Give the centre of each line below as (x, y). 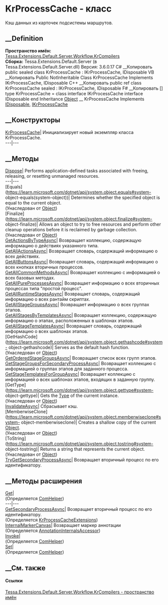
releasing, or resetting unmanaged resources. (52, 176)
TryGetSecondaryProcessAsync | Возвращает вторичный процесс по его (82, 460)
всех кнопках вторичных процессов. (45, 267)
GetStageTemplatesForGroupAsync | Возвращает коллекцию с (70, 374)
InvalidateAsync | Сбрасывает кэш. (42, 407)
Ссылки (14, 581)
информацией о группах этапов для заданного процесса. (67, 369)
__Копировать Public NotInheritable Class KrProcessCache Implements (79, 77)
